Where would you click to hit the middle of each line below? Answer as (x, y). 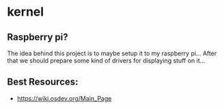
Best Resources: (43, 82)
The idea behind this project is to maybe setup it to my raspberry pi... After (112, 53)
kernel (26, 12)
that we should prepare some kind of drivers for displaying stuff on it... (106, 61)
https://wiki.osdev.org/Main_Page (64, 98)
